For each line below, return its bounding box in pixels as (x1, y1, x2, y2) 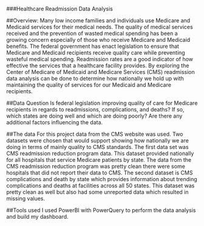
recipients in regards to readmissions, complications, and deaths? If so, (6, 106, 185, 113)
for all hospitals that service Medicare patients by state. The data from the (6, 156, 192, 163)
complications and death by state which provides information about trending (6, 176, 197, 182)
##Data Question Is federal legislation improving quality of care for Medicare (6, 99, 198, 107)
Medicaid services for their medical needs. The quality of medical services (6, 24, 193, 30)
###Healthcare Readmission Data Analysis (6, 5, 114, 12)
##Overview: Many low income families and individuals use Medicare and (6, 17, 191, 24)
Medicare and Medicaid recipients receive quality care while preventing (6, 49, 185, 56)
